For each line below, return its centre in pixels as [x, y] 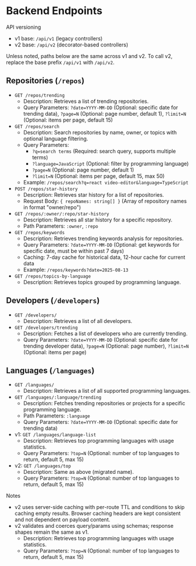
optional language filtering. [56, 139]
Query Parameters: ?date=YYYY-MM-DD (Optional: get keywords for [101, 244]
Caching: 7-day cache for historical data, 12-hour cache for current [104, 257]
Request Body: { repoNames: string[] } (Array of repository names [105, 201]
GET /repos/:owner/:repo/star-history [62, 214]
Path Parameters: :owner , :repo [61, 226]
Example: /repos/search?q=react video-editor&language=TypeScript [106, 182]
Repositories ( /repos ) [45, 81]
